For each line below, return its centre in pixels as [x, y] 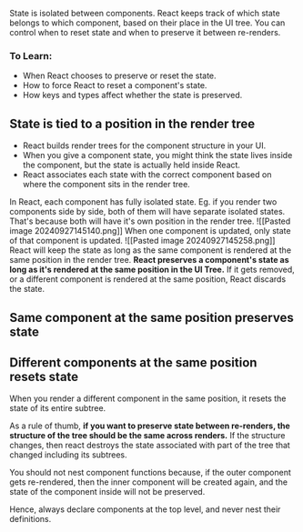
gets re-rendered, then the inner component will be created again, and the [149, 482]
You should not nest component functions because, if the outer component [150, 473]
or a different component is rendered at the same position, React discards [148, 279]
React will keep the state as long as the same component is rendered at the [151, 250]
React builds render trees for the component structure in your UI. [144, 146]
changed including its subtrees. [68, 455]
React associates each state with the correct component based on [147, 175]
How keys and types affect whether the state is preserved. [132, 95]
